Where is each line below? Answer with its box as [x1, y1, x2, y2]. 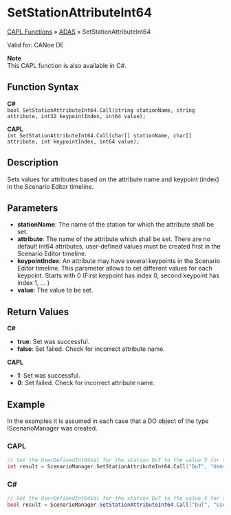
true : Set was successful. [16, 338, 90, 346]
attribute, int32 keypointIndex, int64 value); [7, 113, 146, 119]
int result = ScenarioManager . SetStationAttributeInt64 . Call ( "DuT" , [7, 463, 208, 470]
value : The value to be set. [16, 286, 93, 295]
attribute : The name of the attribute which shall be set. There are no [16, 235, 211, 243]
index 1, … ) [16, 279, 50, 287]
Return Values [7, 306, 69, 317]
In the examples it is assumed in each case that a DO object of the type [7, 417, 209, 425]
